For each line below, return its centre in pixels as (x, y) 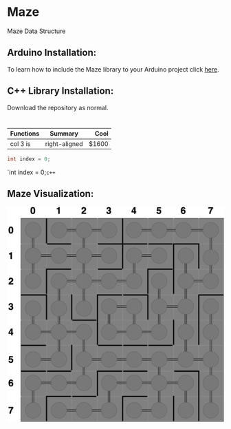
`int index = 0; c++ (32, 172)
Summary (64, 134)
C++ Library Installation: (60, 91)
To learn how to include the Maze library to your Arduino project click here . (113, 69)
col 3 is (20, 144)
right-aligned (64, 144)
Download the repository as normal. (58, 107)
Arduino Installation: (52, 53)
